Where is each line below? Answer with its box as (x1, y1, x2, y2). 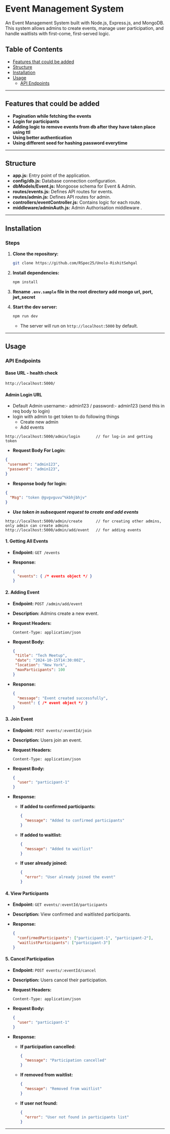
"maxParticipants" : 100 (15, 667, 65, 672)
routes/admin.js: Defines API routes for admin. (12, 194, 111, 200)
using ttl (12, 129, 30, 135)
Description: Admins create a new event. (12, 610, 99, 616)
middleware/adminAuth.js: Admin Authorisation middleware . (12, 205, 142, 211)
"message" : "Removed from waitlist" (24, 1086, 102, 1092)
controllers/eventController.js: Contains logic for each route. (12, 199, 142, 205)
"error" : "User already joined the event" (24, 875, 116, 880)
